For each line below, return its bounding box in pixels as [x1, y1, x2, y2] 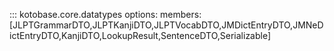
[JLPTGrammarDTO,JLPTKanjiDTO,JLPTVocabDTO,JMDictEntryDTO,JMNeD [9, 19, 324, 31]
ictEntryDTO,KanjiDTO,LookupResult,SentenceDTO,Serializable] [9, 30, 272, 41]
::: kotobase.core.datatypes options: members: [9, 9, 202, 20]
